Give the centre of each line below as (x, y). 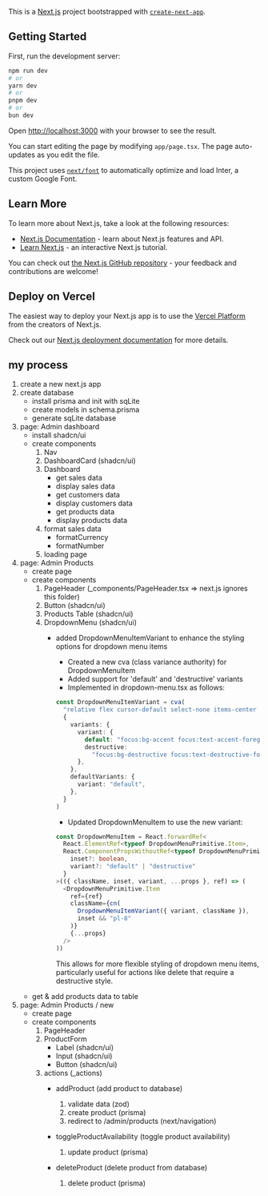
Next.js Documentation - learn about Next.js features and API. (122, 239)
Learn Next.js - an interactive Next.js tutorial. (94, 247)
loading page (66, 554)
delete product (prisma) (107, 1183)
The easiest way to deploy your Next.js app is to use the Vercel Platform (127, 316)
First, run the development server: (64, 56)
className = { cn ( (96, 904)
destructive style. (84, 981)
